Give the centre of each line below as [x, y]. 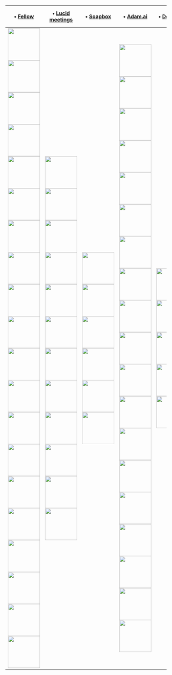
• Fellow [24, 16]
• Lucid [61, 13]
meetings [61, 20]
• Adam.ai [135, 16]
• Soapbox [98, 16]
